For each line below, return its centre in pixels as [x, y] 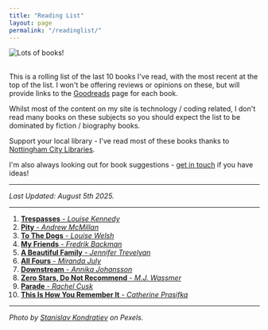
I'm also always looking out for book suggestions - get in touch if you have [131, 165]
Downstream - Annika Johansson [76, 270]
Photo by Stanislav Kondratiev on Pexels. [76, 317]
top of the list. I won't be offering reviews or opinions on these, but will [124, 85]
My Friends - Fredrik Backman [71, 244]
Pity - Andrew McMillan [59, 228]
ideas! [19, 173]
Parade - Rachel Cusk [57, 286]
